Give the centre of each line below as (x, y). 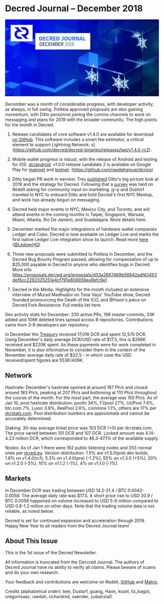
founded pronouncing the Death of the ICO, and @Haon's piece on (79, 300)
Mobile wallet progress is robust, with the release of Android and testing (85, 159)
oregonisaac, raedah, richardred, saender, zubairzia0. (59, 597)
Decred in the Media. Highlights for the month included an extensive (81, 289)
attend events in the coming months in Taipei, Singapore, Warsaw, (78, 214)
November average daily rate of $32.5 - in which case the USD (68, 355)
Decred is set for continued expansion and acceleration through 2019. (75, 521)
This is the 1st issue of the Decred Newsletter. (51, 553)
